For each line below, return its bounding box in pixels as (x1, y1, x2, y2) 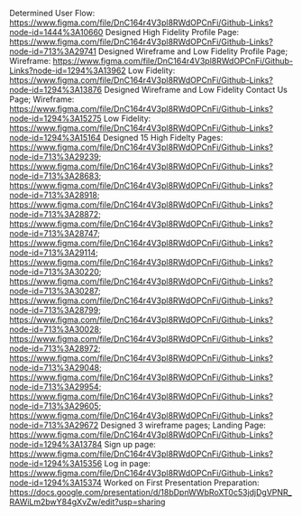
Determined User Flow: (9, 8, 96, 18)
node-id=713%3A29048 (9, 363, 100, 373)
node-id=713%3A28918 (9, 189, 97, 200)
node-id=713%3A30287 (9, 286, 99, 296)
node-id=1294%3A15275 (9, 113, 102, 124)
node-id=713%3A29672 (9, 419, 99, 430)
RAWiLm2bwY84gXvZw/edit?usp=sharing (9, 496, 166, 507)
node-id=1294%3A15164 (9, 133, 102, 143)
